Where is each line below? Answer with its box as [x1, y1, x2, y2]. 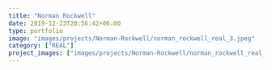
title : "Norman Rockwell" [8, 11, 96, 20]
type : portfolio [8, 27, 63, 35]
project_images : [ [8, 49, 70, 57]
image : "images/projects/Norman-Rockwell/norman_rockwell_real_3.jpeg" [8, 34, 255, 43]
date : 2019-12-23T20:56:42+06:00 [8, 19, 121, 27]
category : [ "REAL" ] [8, 42, 74, 50]
